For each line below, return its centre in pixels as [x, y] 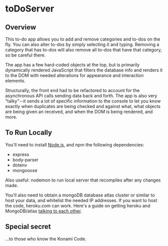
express [21, 154]
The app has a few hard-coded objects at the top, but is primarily [72, 65]
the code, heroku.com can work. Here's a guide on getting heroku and [78, 205]
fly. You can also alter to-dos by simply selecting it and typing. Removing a [82, 44]
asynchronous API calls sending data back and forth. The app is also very [81, 96]
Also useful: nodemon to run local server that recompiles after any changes [83, 180]
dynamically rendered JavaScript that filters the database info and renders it [84, 70]
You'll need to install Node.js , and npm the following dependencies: [75, 144]
